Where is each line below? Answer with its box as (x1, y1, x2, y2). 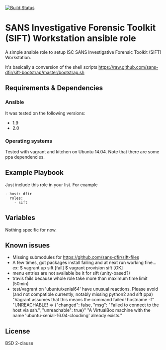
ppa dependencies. (5, 154, 45, 160)
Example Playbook (5, 168, 64, 177)
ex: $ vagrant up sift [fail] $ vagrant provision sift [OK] (12, 265, 123, 271)
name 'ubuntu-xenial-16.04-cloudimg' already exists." (12, 313, 123, 319)
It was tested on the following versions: (5, 110, 85, 116)
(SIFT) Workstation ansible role (5, 33, 137, 44)
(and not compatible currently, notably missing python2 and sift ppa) (12, 291, 153, 297)
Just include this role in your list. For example (5, 182, 98, 188)
